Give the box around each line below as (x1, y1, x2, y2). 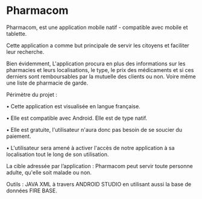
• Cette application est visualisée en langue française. (6, 102, 140, 109)
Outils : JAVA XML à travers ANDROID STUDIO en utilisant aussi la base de (6, 180, 192, 188)
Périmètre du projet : (6, 91, 57, 98)
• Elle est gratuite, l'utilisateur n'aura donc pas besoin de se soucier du (6, 126, 183, 133)
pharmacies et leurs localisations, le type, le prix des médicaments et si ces (6, 66, 194, 73)
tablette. (6, 30, 27, 37)
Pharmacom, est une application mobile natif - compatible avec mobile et (6, 24, 188, 31)
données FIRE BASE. (6, 187, 57, 194)
